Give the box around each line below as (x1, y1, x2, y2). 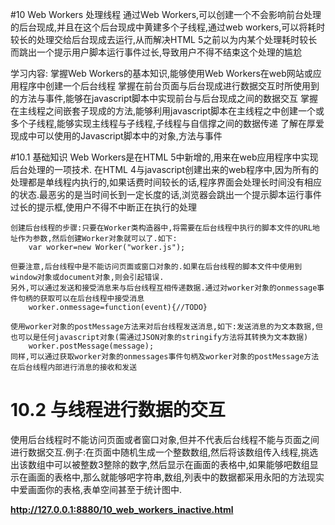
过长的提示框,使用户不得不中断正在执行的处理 (10, 201, 198, 213)
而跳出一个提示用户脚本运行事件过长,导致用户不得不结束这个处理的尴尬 (10, 46, 303, 58)
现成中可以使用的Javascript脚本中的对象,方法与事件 (10, 130, 223, 142)
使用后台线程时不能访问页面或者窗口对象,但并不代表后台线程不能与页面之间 (10, 433, 320, 445)
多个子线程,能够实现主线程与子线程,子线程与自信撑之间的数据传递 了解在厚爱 (10, 118, 325, 129)
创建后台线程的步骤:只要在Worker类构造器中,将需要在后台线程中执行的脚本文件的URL (10, 223, 313, 233)
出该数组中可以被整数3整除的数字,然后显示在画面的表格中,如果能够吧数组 (10, 458, 310, 470)
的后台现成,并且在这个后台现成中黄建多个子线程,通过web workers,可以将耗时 (10, 21, 326, 33)
